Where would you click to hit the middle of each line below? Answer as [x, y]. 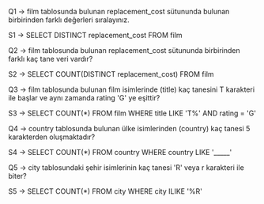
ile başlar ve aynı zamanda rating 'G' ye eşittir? [84, 98]
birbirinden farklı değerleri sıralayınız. [69, 20]
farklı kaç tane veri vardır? [51, 59]
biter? [17, 176]
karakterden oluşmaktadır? [52, 137]
